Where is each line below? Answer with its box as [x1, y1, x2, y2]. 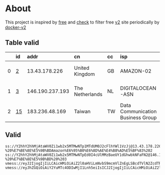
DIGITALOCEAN [120, 84, 157, 91]
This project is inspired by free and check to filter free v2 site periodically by [5, 19, 160, 25]
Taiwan [74, 108, 91, 115]
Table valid [5, 39, 39, 47]
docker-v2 [5, 24, 27, 30]
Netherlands [74, 91, 103, 98]
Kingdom [74, 71, 95, 77]
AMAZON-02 [120, 67, 152, 74]
